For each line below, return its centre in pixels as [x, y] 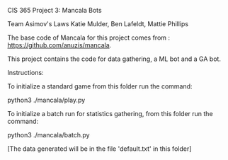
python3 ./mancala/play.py [46, 100]
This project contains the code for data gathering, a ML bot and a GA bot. [114, 59]
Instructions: [25, 73]
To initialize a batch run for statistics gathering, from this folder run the [110, 114]
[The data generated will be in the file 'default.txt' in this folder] [99, 149]
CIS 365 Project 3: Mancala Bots [55, 10]
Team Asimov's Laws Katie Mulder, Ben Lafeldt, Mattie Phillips [98, 24]
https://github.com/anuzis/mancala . [59, 45]
